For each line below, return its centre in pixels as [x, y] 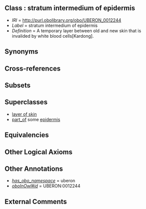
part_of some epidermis [36, 119]
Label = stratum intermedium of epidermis [55, 25]
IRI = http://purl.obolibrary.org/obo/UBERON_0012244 [66, 20]
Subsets [18, 85]
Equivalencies [27, 135]
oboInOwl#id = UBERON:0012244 [46, 186]
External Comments [36, 201]
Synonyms [21, 52]
